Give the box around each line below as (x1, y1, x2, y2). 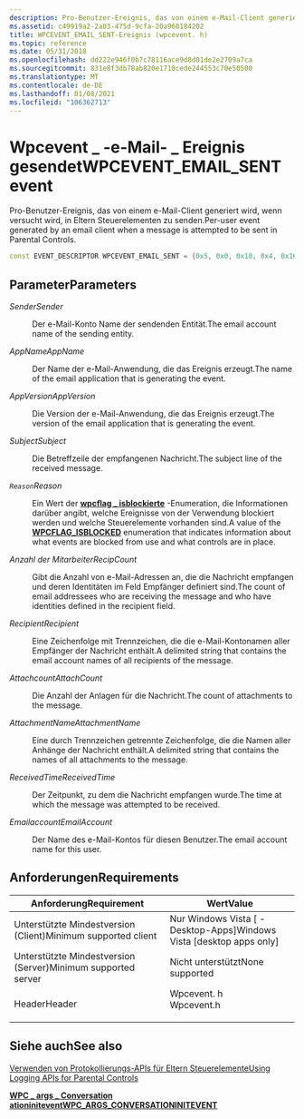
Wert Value (206, 897, 253, 909)
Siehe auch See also (9, 1038, 123, 1054)
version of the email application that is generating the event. (32, 418, 256, 428)
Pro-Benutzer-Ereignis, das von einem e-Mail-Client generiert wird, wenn (9, 205, 282, 216)
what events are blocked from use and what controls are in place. (32, 536, 276, 547)
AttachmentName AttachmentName (9, 718, 141, 728)
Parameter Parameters (9, 277, 138, 292)
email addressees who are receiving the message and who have (32, 591, 271, 602)
